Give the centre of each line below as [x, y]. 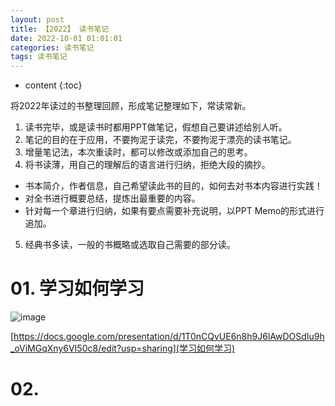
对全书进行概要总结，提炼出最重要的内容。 [112, 198]
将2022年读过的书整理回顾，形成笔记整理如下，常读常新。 [131, 106]
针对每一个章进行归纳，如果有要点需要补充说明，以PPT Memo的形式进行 [174, 211]
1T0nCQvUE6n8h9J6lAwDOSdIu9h [253, 337]
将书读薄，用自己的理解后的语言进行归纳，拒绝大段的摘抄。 [147, 165]
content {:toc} [53, 85]
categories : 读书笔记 [52, 47]
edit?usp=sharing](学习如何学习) [168, 348]
